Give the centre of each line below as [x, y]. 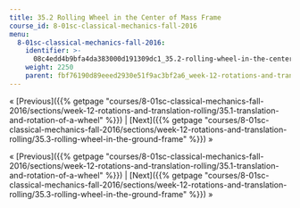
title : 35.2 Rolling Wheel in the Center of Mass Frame [115, 17]
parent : [39, 76]
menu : [19, 34]
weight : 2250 [50, 68]
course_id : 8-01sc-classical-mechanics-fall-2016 [104, 26]
